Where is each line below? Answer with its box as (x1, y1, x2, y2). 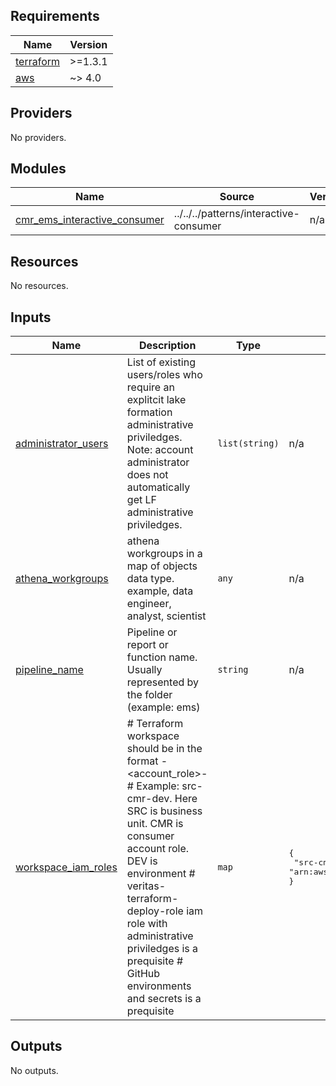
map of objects (126, 559, 198, 573)
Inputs (10, 309, 52, 326)
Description (138, 339, 197, 353)
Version (69, 37, 108, 51)
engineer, (126, 597, 172, 611)
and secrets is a (126, 992, 202, 1006)
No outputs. (10, 1064, 59, 1076)
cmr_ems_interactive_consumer (15, 213, 165, 227)
